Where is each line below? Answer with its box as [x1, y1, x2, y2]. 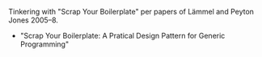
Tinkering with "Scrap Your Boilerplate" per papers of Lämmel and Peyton [8, 7, 255, 16]
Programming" [19, 39, 70, 49]
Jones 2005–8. [8, 15, 59, 25]
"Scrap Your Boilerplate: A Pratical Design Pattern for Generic [19, 31, 226, 40]
